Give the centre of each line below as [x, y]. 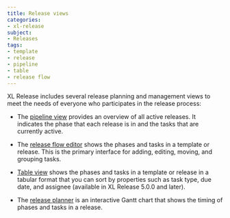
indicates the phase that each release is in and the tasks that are [108, 124]
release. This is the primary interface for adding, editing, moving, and [114, 152]
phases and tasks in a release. [60, 207]
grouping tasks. [39, 159]
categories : [24, 20]
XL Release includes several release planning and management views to [109, 96]
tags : [15, 45]
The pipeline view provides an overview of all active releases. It [106, 117]
